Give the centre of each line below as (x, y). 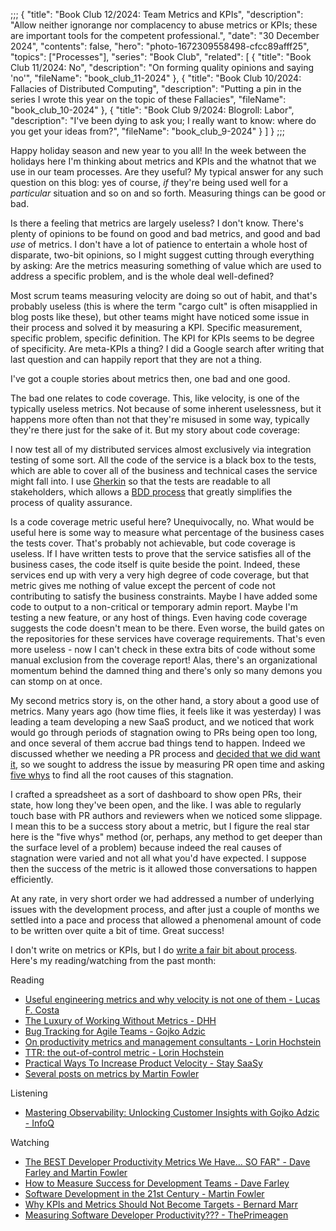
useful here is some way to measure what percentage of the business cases (167, 532)
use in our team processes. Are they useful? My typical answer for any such (167, 172)
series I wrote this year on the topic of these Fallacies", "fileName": (148, 99)
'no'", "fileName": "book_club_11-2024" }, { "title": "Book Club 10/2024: (156, 78)
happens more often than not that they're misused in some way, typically (160, 419)
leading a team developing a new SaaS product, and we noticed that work (162, 722)
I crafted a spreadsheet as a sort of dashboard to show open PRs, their (156, 794)
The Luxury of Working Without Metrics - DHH (120, 1020)
